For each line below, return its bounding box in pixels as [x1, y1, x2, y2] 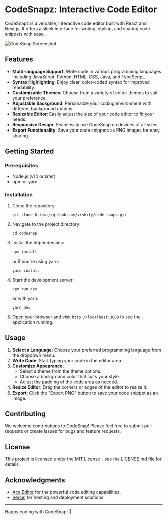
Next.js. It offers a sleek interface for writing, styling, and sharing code [5, 25, 151, 31]
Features [5, 55, 33, 64]
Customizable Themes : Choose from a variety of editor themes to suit [12, 89, 158, 96]
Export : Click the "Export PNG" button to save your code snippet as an [12, 389, 158, 396]
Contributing [5, 409, 46, 418]
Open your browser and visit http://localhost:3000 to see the [12, 314, 141, 320]
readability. [12, 84, 36, 90]
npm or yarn [12, 179, 38, 185]
